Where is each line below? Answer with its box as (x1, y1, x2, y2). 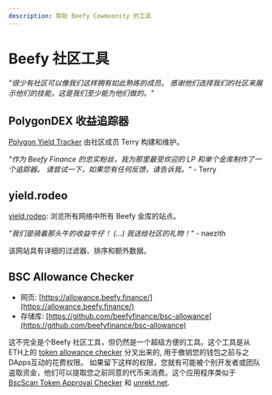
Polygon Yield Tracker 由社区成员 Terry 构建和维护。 (8, 137, 184, 147)
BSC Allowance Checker (8, 270, 134, 284)
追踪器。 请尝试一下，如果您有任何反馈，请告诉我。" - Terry (15, 164, 217, 175)
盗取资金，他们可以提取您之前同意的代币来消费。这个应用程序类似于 (8, 367, 236, 377)
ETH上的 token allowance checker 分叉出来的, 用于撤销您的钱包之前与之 (8, 347, 250, 357)
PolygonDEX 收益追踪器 (8, 114, 130, 128)
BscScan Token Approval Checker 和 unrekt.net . (8, 378, 171, 387)
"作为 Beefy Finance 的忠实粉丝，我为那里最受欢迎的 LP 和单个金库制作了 (8, 154, 255, 164)
